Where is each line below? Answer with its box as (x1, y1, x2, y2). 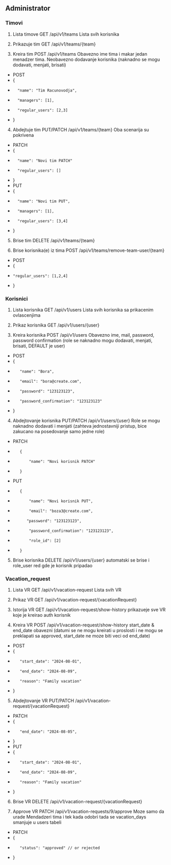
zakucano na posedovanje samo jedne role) (12, 428, 105, 434)
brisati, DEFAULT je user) (12, 342, 65, 349)
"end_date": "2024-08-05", (19, 729, 78, 735)
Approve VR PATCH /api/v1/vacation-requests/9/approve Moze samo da (12, 808, 164, 814)
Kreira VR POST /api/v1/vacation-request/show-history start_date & (12, 622, 155, 628)
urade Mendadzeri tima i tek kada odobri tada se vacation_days (12, 814, 146, 820)
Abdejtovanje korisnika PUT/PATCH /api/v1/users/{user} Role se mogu (12, 417, 160, 424)
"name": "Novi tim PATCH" (17, 158, 72, 163)
